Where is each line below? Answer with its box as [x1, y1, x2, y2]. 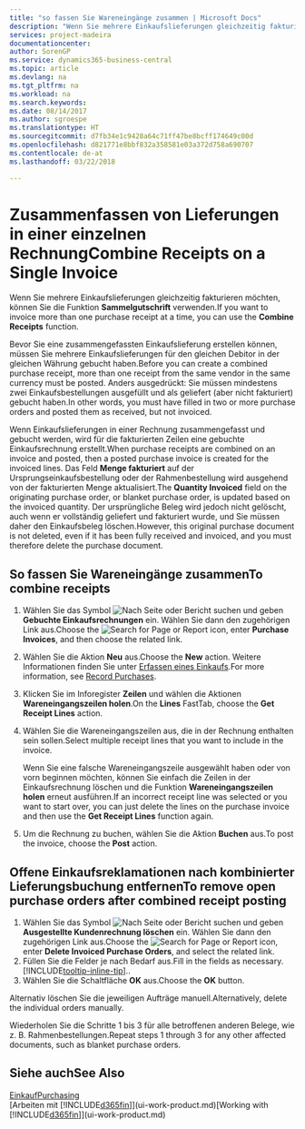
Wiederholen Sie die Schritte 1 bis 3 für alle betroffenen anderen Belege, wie [9, 1020, 295, 1031]
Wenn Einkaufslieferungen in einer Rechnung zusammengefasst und [9, 424, 266, 435]
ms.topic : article [9, 65, 79, 74]
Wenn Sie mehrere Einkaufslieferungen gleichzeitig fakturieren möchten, [9, 292, 281, 303]
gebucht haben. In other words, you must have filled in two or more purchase [9, 397, 296, 408]
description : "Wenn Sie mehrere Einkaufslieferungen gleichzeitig [9, 22, 266, 31]
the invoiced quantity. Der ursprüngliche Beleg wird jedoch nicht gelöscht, [9, 501, 287, 512]
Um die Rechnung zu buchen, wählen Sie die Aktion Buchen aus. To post [22, 829, 294, 840]
